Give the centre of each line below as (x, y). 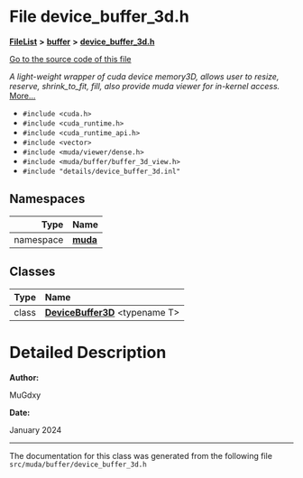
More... (23, 96)
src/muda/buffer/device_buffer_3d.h (78, 464)
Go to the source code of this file (70, 59)
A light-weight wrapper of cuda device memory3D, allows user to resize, (144, 76)
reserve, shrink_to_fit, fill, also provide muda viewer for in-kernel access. (145, 86)
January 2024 (36, 429)
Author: (24, 377)
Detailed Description (88, 352)
